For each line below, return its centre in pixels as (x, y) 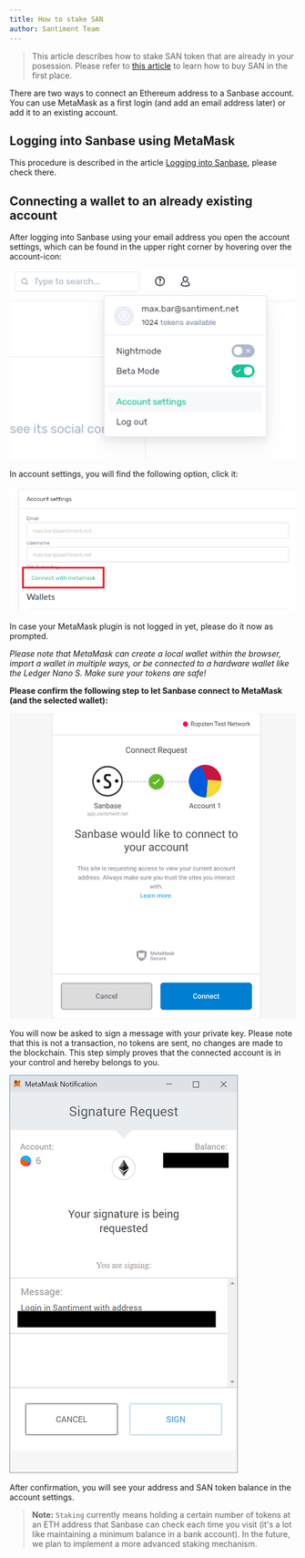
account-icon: (36, 257)
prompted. (29, 636)
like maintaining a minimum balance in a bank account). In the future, (161, 1534)
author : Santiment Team (55, 29)
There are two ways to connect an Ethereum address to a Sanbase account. (152, 93)
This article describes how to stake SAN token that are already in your (163, 56)
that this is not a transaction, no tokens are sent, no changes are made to (147, 1044)
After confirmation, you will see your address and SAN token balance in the (150, 1488)
